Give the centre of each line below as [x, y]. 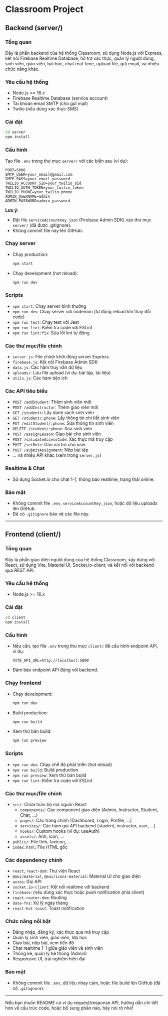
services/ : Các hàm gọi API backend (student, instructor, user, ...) [88, 825]
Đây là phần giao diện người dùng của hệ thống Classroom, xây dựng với [80, 559]
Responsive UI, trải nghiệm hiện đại [49, 959]
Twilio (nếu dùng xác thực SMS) [45, 109]
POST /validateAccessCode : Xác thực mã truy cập [63, 439]
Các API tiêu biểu [26, 391]
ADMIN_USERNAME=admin [28, 196]
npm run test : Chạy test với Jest [45, 322]
